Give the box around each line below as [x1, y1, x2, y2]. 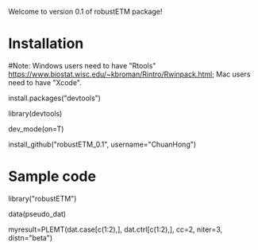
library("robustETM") [8, 193, 77, 203]
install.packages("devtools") [8, 93, 102, 103]
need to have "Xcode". [8, 77, 82, 87]
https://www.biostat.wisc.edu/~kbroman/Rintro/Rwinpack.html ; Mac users [8, 69, 251, 79]
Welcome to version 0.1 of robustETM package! [8, 7, 163, 16]
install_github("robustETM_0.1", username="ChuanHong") [8, 139, 197, 149]
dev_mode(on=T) [8, 123, 64, 134]
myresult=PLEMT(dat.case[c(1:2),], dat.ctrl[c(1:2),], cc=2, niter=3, [8, 225, 223, 234]
